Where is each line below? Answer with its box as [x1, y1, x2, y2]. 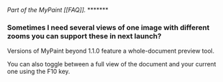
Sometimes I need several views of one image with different [7, 23, 210, 32]
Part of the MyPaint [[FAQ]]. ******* [7, 6, 109, 14]
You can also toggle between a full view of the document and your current [7, 60, 217, 68]
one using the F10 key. [7, 68, 70, 76]
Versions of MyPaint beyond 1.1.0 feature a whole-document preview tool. [7, 47, 215, 55]
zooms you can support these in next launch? [7, 31, 162, 40]
